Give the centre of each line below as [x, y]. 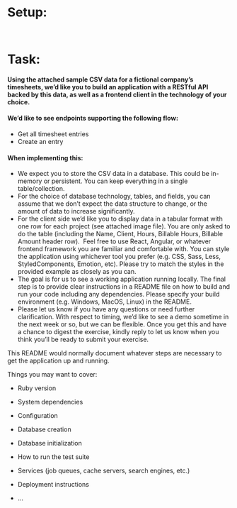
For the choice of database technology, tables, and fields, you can [114, 197]
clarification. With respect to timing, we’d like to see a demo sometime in [123, 317]
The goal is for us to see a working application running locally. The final [122, 279]
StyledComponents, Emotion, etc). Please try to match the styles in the [121, 264]
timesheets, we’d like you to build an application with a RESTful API [108, 87]
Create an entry [40, 141]
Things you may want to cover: [52, 375]
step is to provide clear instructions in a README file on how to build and [124, 287]
